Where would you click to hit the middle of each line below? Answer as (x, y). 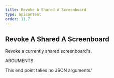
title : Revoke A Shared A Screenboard (46, 10)
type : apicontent (23, 14)
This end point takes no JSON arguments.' (49, 71)
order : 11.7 (18, 19)
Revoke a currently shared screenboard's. (48, 51)
